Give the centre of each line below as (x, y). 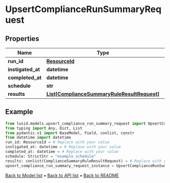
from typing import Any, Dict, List (44, 128)
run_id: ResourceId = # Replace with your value (57, 142)
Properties (22, 39)
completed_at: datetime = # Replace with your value (62, 152)
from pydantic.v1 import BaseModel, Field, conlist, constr (70, 133)
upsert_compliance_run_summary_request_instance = (60, 166)
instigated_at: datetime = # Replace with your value (63, 147)
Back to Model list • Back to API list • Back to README (62, 175)
